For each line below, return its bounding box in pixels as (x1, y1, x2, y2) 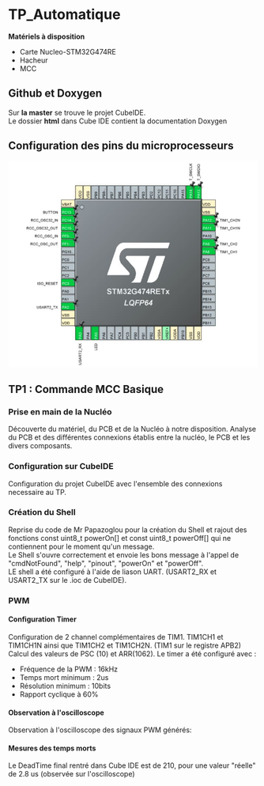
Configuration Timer (8, 614, 77, 624)
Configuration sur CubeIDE (8, 461, 114, 472)
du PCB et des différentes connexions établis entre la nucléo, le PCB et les (8, 433, 251, 442)
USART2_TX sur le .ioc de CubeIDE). (8, 575, 127, 584)
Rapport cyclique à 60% (19, 690, 99, 699)
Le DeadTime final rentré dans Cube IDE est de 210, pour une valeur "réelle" (8, 761, 256, 770)
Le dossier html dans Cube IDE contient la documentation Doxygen (8, 116, 228, 126)
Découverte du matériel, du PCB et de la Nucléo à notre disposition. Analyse (8, 425, 257, 434)
